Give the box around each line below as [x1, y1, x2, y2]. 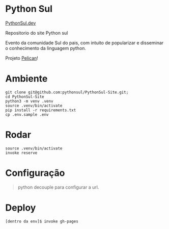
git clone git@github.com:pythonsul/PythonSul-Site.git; [5, 90, 129, 95]
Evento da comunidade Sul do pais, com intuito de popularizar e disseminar [5, 39, 164, 46]
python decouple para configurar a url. [17, 184, 99, 190]
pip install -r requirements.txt [5, 108, 76, 113]
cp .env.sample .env [5, 112, 49, 117]
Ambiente [5, 73, 48, 85]
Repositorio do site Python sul [5, 30, 68, 36]
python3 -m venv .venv [5, 98, 53, 104]
